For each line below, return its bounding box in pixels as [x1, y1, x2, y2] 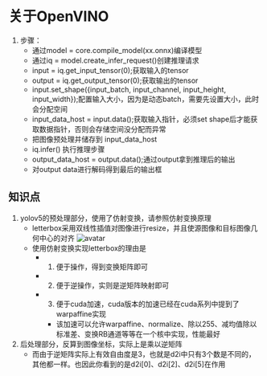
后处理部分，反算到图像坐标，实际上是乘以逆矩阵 [19, 339, 183, 349]
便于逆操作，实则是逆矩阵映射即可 [55, 280, 170, 290]
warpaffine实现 [55, 309, 107, 318]
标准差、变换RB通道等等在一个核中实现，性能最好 [55, 329, 221, 338]
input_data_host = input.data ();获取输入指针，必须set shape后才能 [31, 114, 251, 124]
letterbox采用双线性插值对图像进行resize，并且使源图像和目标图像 [31, 223, 251, 233]
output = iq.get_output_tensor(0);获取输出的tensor [31, 76, 199, 85]
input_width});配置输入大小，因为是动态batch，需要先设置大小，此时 [31, 94, 260, 104]
